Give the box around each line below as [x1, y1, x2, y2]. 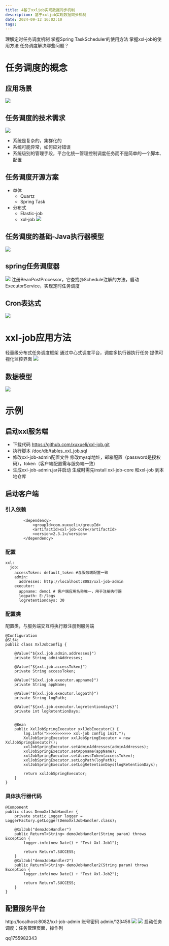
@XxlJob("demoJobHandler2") [14, 858, 74, 863]
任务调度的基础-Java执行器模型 [5, 232, 104, 241]
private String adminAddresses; [14, 656, 83, 661]
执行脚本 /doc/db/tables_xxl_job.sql [12, 448, 87, 454]
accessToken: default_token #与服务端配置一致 [14, 570, 109, 575]
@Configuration [5, 633, 38, 638]
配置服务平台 [5, 904, 46, 913]
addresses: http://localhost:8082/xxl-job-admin [18, 579, 124, 584]
